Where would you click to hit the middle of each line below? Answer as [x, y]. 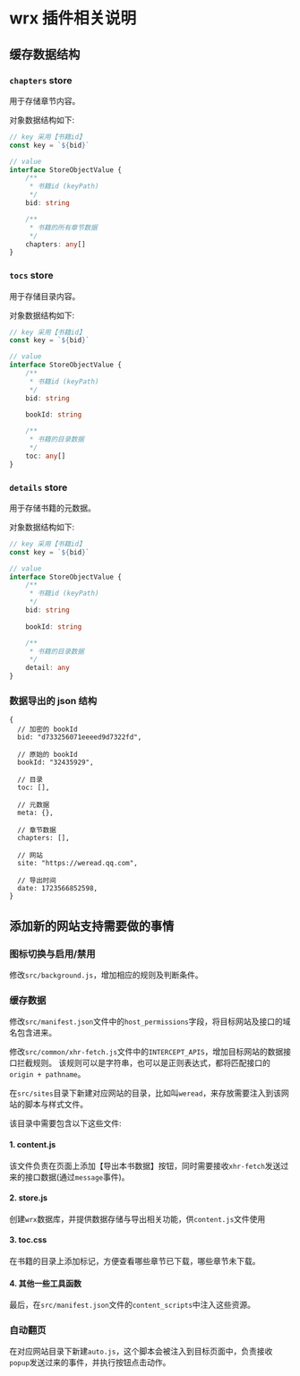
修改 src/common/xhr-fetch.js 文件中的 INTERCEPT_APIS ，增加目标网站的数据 [146, 1052]
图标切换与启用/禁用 [52, 953]
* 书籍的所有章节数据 [64, 228]
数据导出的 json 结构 [53, 701]
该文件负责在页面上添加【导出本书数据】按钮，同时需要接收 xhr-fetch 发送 [145, 1165]
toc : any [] [46, 456]
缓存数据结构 [45, 54]
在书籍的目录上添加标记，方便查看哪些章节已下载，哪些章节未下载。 [135, 1260]
